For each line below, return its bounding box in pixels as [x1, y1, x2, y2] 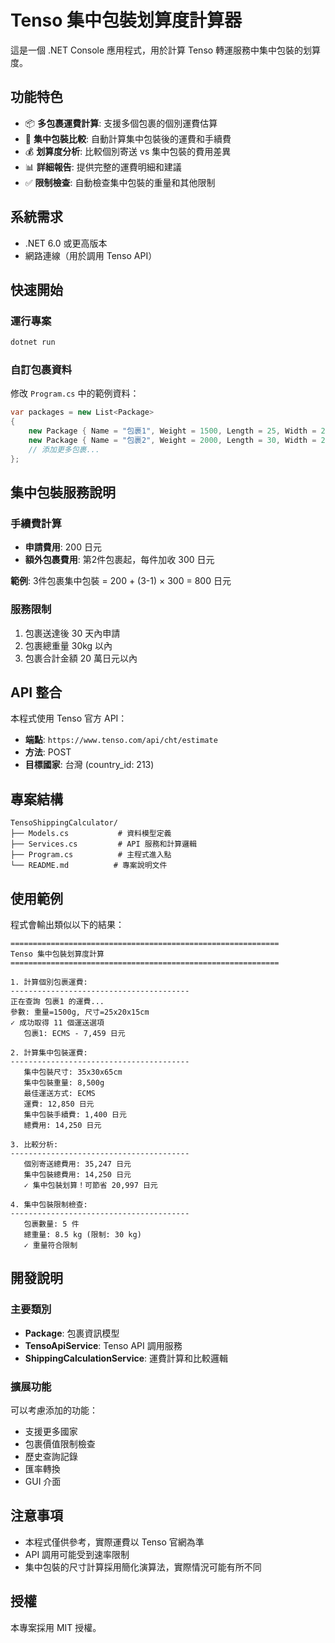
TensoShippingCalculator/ [10, 818, 118, 828]
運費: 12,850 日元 [23, 1099, 95, 1110]
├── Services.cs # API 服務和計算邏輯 [10, 839, 197, 850]
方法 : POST [24, 746, 72, 758]
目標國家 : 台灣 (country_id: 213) [24, 759, 155, 771]
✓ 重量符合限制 [23, 1241, 78, 1251]
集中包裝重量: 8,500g [23, 1078, 105, 1088]
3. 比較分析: [10, 1140, 59, 1150]
